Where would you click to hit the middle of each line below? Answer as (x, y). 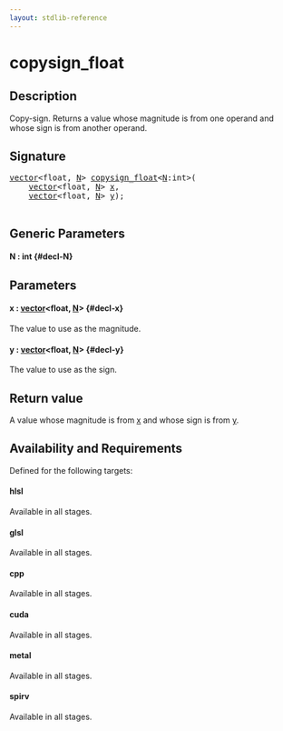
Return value (46, 398)
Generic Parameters (67, 233)
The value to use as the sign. (63, 370)
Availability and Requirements (96, 449)
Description (43, 96)
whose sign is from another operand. (78, 127)
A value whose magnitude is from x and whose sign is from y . (124, 420)
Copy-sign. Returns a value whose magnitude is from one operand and (141, 118)
